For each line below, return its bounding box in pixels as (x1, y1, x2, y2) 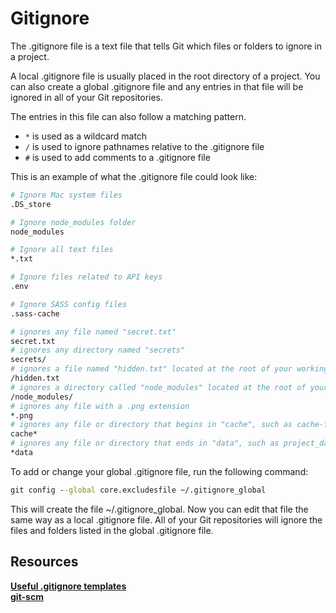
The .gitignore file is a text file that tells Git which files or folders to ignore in (10, 40, 322, 52)
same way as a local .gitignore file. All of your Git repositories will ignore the (10, 513, 323, 526)
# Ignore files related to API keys (10, 272, 163, 282)
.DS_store (10, 199, 52, 209)
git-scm (10, 590, 44, 602)
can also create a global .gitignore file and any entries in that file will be (10, 80, 304, 92)
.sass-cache (10, 308, 60, 319)
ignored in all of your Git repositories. (10, 91, 164, 103)
